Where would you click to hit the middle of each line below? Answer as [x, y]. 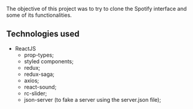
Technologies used [43, 34]
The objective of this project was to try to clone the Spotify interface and [96, 9]
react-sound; [40, 87]
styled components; [49, 61]
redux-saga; [39, 74]
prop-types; [39, 55]
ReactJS [25, 48]
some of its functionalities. [39, 15]
